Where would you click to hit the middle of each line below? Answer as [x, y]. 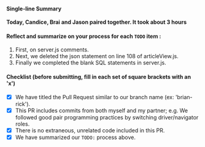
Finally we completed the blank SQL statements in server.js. [91, 63]
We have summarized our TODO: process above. [75, 137]
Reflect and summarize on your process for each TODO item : [84, 36]
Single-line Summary [34, 9]
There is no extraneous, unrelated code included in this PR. [90, 130]
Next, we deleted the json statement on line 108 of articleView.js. [97, 56]
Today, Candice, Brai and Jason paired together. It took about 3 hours [97, 22]
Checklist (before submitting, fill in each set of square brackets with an [99, 77]
